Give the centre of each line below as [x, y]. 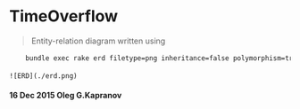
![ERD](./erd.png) [43, 76]
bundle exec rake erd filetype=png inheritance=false [127, 58]
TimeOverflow [64, 16]
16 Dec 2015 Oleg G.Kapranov [66, 96]
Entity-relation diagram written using [98, 41]
